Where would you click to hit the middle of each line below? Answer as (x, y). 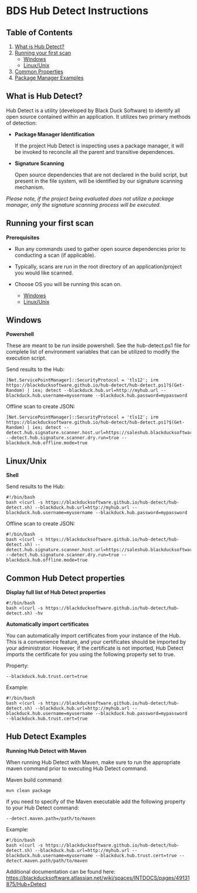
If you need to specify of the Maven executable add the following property (96, 801)
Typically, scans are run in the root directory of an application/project (98, 266)
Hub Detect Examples (46, 736)
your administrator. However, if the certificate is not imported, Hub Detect (95, 648)
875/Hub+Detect (26, 884)
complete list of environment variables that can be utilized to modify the (93, 352)
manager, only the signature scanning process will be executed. (84, 204)
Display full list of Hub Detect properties (56, 592)
